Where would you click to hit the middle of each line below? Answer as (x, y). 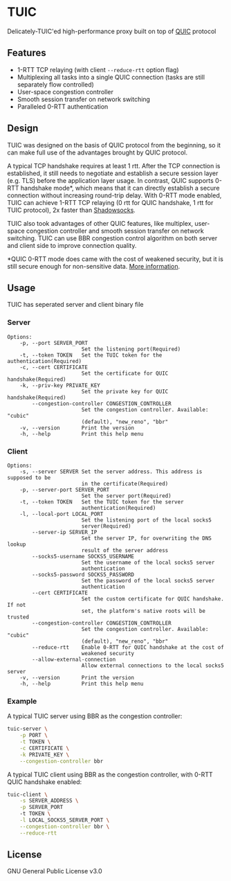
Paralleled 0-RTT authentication (63, 106)
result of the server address (125, 550)
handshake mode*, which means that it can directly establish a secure (120, 188)
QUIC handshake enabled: (45, 782)
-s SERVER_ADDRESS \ (49, 801)
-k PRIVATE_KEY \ (45, 755)
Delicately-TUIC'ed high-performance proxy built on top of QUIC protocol (112, 31)
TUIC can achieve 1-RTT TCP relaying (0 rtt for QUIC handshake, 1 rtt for (110, 202)
